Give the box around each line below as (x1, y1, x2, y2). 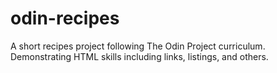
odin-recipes (10, 7, 120, 30)
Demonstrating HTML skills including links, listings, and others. (10, 50, 269, 62)
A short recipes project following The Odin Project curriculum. (10, 40, 266, 52)
